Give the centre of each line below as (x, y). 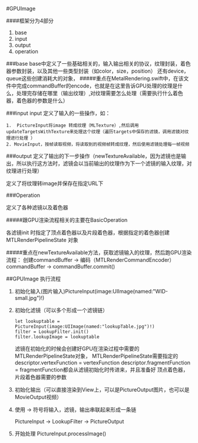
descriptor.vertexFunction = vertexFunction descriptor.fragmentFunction (102, 363)
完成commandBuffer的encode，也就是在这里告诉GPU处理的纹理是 (97, 86)
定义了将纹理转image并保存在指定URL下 (55, 183)
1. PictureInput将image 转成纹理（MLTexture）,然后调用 (72, 125)
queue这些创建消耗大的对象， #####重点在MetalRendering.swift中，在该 (95, 78)
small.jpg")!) (29, 298)
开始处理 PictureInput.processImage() (60, 434)
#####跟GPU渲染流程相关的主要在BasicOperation (67, 220)
